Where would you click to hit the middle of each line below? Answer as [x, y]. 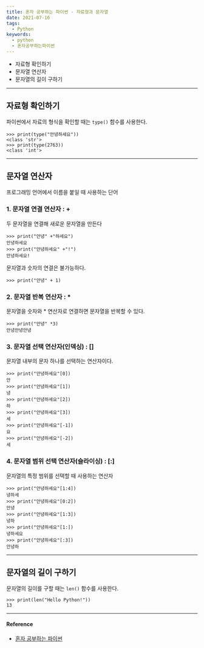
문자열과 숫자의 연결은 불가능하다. [46, 268]
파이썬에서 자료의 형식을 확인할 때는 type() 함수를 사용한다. [77, 122]
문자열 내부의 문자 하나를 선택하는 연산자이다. [60, 361]
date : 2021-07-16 [28, 18]
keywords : [19, 35]
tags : [13, 23]
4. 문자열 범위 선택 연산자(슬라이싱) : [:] [61, 461]
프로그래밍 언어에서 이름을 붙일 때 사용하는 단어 [62, 192]
